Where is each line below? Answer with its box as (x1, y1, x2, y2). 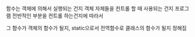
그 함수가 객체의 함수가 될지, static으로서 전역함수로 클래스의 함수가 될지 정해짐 (6, 25, 187, 31)
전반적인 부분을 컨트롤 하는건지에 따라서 (12, 12, 104, 19)
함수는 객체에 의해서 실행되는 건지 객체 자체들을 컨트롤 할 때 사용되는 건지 (6, 5, 174, 12)
